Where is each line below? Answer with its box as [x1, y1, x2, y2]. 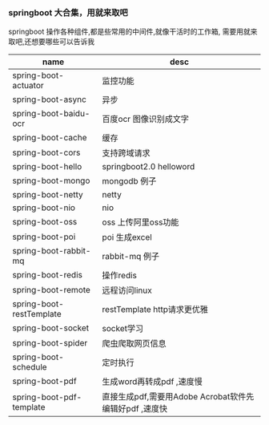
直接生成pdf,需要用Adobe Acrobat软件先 [102, 391, 255, 403]
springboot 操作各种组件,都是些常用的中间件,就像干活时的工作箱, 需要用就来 [8, 26, 258, 37]
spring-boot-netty [12, 189, 84, 200]
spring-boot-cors [12, 147, 81, 158]
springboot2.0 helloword [102, 161, 195, 172]
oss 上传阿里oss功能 [102, 217, 179, 228]
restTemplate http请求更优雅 [102, 304, 209, 315]
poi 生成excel [102, 232, 152, 243]
